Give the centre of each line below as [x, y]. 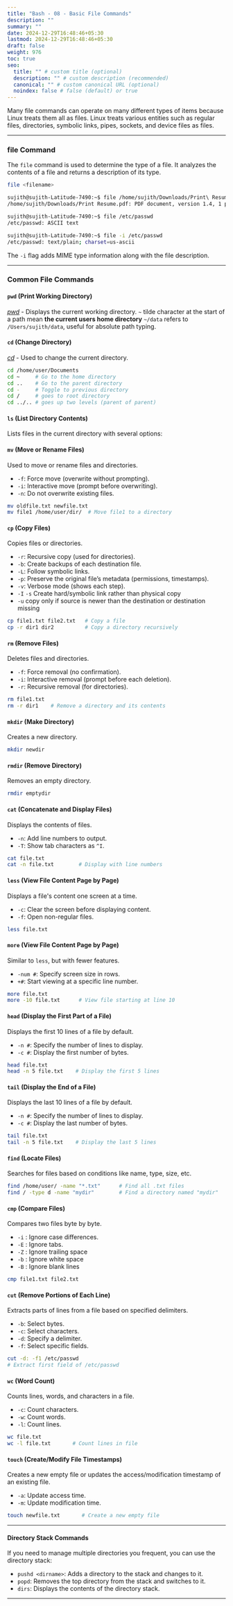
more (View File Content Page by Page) [63, 944]
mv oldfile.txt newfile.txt [48, 506]
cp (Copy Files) [29, 528]
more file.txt [28, 994]
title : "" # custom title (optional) [68, 71]
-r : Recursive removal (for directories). [72, 687]
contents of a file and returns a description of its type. [84, 172]
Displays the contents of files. [50, 824]
